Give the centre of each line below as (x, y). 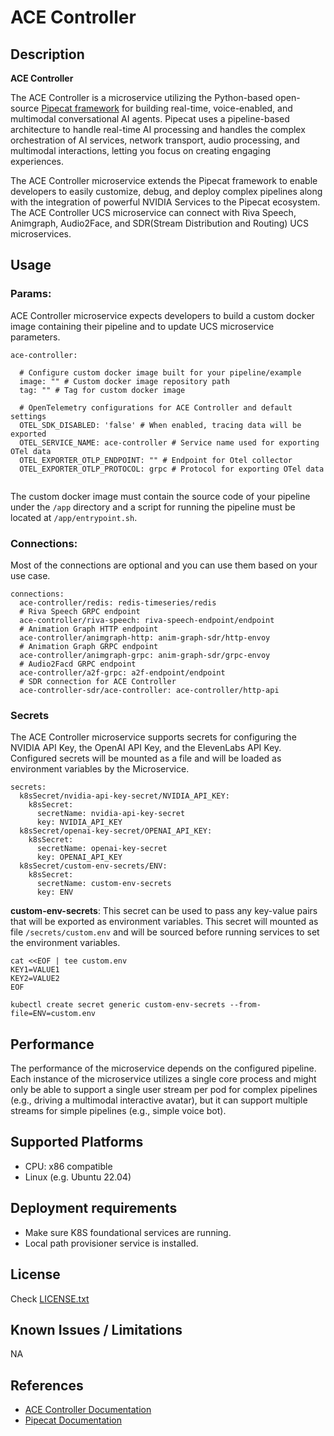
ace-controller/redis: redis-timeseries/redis (118, 602)
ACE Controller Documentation (88, 1410)
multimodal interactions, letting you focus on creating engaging (141, 150)
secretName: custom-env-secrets (104, 884)
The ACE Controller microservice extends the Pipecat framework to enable (164, 180)
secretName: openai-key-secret (102, 849)
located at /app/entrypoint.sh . (74, 517)
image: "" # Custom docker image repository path (124, 381)
